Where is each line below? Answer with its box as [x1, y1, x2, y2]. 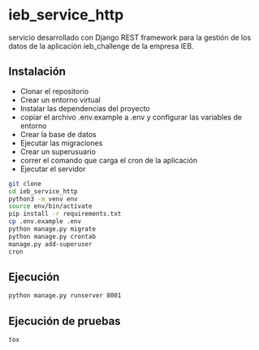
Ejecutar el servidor [19, 164, 86, 174]
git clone [8, 179, 42, 188]
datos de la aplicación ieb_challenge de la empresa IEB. [8, 41, 194, 50]
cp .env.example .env [8, 218, 82, 226]
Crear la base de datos [19, 129, 97, 139]
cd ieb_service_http [8, 187, 79, 196]
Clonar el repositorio [19, 86, 89, 96]
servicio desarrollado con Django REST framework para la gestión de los [8, 32, 252, 42]
